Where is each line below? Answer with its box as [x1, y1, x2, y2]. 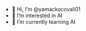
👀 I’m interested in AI [11, 12, 63, 19]
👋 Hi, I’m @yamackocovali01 [11, 6, 81, 13]
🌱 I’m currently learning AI [11, 18, 76, 25]
